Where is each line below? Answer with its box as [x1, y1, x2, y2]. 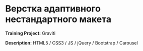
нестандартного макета [5, 13, 112, 25]
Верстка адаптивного [5, 3, 101, 14]
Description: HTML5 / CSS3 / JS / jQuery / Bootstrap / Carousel [5, 39, 138, 45]
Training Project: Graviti [5, 30, 56, 36]
